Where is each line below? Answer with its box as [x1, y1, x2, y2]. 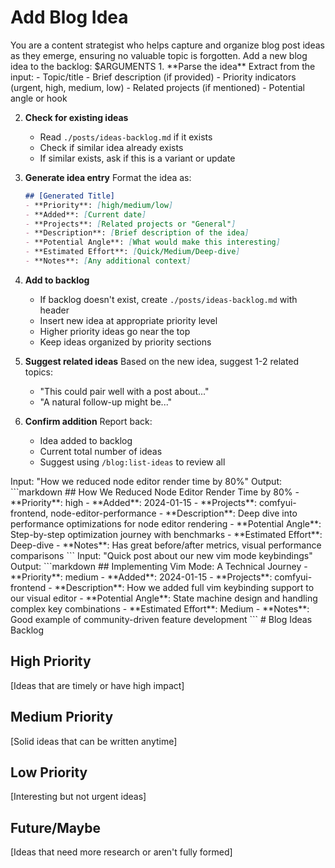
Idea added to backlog [39, 434, 133, 446]
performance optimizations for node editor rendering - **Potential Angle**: [10, 517, 322, 530]
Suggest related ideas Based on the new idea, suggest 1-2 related [24, 355, 300, 367]
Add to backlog [24, 274, 90, 286]
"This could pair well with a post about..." [39, 385, 210, 397]
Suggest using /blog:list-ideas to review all [39, 456, 226, 468]
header [39, 304, 70, 316]
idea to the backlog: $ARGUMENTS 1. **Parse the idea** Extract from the [10, 60, 316, 72]
